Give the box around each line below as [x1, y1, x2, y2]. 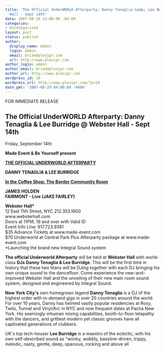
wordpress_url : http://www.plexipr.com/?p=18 [5, 80, 100, 85]
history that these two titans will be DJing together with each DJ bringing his [5, 265, 160, 271]
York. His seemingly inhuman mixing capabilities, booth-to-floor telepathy [5, 311, 155, 317]
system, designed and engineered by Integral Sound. [5, 280, 112, 286]
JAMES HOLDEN [5, 189, 39, 194]
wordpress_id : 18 [5, 76, 41, 81]
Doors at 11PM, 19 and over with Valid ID [5, 219, 86, 225]
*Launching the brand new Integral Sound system [5, 245, 107, 251]
